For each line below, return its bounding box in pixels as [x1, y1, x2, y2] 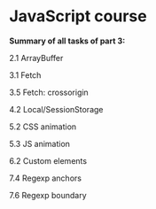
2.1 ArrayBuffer [9, 52, 64, 63]
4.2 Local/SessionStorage [9, 104, 104, 114]
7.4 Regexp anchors [9, 173, 82, 183]
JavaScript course [9, 6, 148, 27]
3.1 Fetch [9, 69, 42, 81]
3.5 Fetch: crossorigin [9, 87, 89, 97]
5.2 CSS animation [9, 121, 77, 132]
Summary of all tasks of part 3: [9, 35, 126, 46]
